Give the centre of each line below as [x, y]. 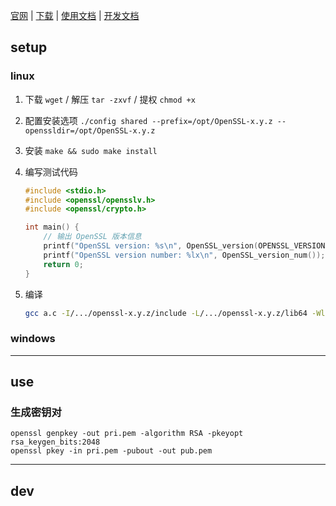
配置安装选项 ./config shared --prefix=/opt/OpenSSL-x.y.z [148, 120]
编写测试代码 [51, 171]
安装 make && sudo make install [91, 150]
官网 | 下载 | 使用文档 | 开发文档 [75, 15]
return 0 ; [63, 264]
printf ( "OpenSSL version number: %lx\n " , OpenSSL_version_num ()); [184, 255]
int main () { [52, 227]
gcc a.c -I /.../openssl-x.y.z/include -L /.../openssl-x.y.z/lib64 [166, 313]
